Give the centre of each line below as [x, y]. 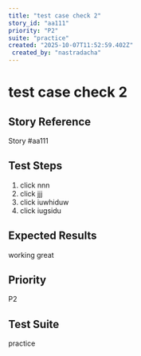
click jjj [31, 193]
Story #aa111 [29, 141]
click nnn [35, 185]
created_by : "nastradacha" [57, 53]
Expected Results [53, 236]
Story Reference [50, 122]
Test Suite [34, 324]
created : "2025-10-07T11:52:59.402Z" [71, 45]
